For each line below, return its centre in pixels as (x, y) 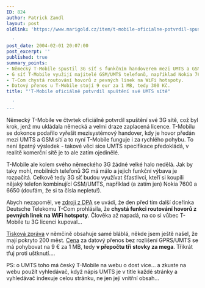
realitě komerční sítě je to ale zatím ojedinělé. (63, 152)
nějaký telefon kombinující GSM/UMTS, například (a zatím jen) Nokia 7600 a (102, 184)
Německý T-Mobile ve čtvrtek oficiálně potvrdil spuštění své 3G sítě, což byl (102, 119)
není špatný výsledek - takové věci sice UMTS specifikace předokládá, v (98, 146)
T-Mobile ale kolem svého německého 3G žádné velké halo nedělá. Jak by (100, 164)
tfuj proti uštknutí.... (31, 253)
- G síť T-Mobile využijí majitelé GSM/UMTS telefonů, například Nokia (99, 74)
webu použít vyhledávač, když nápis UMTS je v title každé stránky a (92, 271)
